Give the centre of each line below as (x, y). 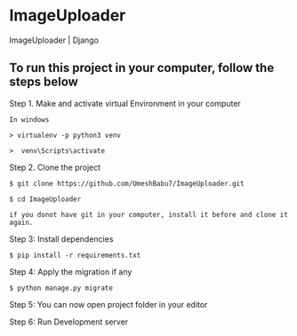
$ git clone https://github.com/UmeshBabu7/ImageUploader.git (127, 183)
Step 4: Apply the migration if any (71, 271)
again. (21, 222)
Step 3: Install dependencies (61, 239)
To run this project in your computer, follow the (142, 68)
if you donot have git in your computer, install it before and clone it (149, 214)
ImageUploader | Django (54, 40)
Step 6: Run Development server (69, 322)
